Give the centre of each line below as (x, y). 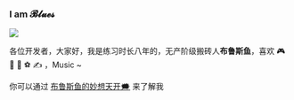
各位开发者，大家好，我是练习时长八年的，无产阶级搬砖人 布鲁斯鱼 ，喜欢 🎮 (147, 51)
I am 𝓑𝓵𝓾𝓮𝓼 (32, 14)
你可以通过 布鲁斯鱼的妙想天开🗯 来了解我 (86, 87)
